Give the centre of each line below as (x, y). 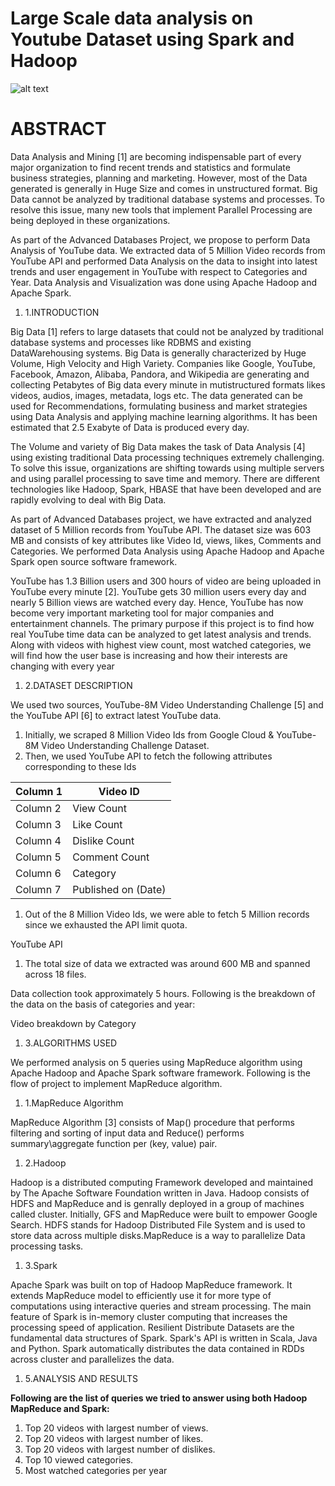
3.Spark (41, 1265)
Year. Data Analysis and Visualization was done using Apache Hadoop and (164, 282)
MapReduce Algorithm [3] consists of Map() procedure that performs (152, 1122)
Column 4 (38, 840)
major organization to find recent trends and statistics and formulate (150, 167)
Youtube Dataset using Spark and (152, 39)
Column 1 (39, 791)
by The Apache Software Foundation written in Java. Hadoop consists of (160, 1193)
